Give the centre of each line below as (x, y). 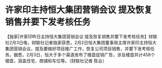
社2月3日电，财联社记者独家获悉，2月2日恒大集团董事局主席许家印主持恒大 (81, 42)
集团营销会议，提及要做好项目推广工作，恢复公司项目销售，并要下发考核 (78, 49)
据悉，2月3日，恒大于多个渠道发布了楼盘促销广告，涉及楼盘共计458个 (84, 54)
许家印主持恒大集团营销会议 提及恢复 (79, 10)
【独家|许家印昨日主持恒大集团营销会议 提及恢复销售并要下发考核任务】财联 (81, 36)
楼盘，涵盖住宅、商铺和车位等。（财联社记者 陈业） (56, 61)
